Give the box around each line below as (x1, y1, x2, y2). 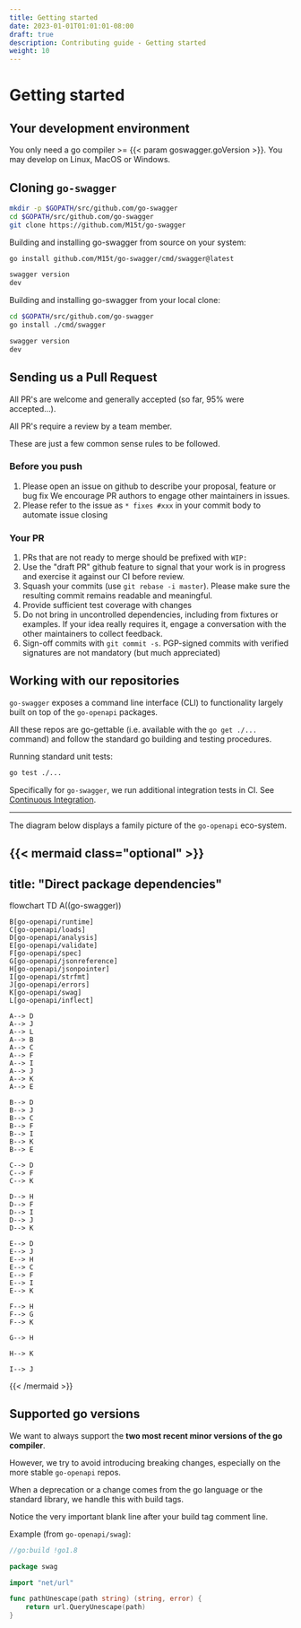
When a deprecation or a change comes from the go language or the (9, 1484, 263, 1494)
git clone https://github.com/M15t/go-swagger (9, 221, 186, 230)
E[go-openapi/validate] (9, 941, 99, 950)
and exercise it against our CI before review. (21, 571, 185, 582)
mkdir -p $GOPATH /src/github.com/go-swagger (9, 204, 178, 213)
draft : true (9, 30, 54, 39)
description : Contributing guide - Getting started (9, 38, 206, 48)
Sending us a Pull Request (9, 370, 158, 386)
